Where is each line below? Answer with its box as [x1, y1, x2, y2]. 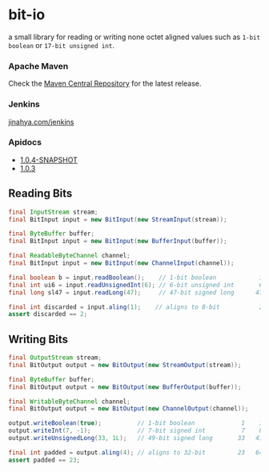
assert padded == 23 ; [8, 456, 81, 464]
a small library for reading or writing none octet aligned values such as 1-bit [8, 32, 261, 42]
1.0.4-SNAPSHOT [19, 154, 78, 165]
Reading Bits [8, 186, 73, 201]
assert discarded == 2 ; [8, 310, 88, 318]
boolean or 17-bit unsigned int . [8, 40, 114, 50]
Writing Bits [8, 332, 68, 346]
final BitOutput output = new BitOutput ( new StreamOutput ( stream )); [8, 361, 242, 369]
